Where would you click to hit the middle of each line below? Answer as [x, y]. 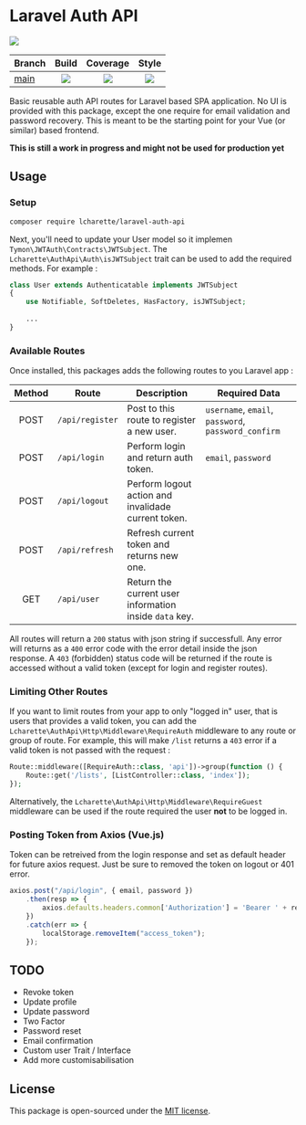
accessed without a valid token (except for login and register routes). [139, 668]
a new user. [152, 432]
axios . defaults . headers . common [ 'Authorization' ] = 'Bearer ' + [164, 908]
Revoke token [48, 993]
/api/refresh [86, 550]
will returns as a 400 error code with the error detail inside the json [133, 648]
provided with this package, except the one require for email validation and [150, 110]
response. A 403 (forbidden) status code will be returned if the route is [141, 658]
